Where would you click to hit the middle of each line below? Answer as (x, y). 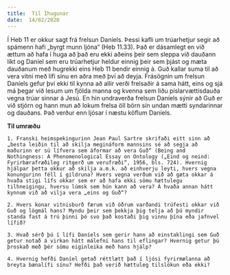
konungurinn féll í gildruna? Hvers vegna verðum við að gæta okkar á (110, 175)
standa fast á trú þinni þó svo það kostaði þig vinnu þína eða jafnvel (113, 217)
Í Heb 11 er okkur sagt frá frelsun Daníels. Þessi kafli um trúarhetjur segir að (113, 39)
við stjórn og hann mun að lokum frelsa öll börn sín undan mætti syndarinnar (115, 105)
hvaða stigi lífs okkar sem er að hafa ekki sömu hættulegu (95, 180)
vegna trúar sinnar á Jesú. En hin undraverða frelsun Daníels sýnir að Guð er (115, 98)
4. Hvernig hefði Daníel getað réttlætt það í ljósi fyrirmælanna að (109, 258)
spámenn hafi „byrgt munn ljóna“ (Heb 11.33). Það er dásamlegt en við (106, 47)
